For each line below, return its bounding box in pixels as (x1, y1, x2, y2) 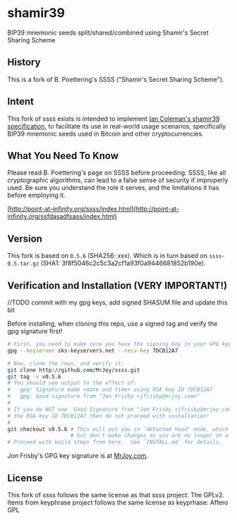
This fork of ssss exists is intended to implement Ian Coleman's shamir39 (7, 114, 220, 123)
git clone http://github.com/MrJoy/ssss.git (7, 366, 140, 374)
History (7, 57, 41, 69)
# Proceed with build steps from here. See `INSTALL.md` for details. (7, 439, 222, 446)
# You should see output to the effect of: (7, 379, 138, 386)
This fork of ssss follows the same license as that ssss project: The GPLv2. (7, 490, 224, 499)
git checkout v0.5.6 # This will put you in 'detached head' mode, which (7, 425, 229, 432)
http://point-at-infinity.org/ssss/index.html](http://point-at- (9, 205, 180, 213)
